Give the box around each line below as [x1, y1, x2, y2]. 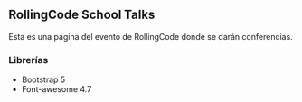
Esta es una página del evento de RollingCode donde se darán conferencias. [8, 31, 293, 42]
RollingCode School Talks [8, 7, 156, 23]
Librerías [8, 53, 49, 66]
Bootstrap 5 [21, 74, 66, 85]
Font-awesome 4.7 [21, 84, 92, 95]
